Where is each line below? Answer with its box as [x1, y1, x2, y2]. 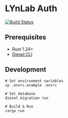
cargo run [5, 108, 25, 113]
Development [5, 65, 47, 74]
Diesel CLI [12, 51, 33, 57]
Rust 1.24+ [12, 46, 34, 52]
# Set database [5, 91, 36, 96]
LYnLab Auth [5, 3, 57, 14]
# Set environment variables [5, 79, 64, 83]
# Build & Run [5, 104, 34, 109]
